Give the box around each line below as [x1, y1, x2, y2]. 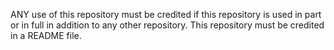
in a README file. [10, 30, 82, 41]
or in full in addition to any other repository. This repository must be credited [10, 19, 325, 31]
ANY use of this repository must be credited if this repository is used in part [10, 9, 322, 20]
